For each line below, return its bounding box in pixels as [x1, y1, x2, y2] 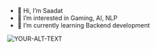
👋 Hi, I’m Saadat [17, 7, 63, 14]
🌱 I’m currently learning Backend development [17, 21, 151, 29]
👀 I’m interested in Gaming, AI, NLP [17, 14, 118, 22]
